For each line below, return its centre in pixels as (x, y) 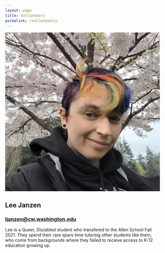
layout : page (18, 10)
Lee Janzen (23, 205)
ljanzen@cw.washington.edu (41, 219)
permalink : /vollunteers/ (31, 21)
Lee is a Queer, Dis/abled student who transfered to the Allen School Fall (79, 230)
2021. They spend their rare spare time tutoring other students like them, (79, 235)
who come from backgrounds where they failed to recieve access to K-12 (79, 240)
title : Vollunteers (25, 15)
